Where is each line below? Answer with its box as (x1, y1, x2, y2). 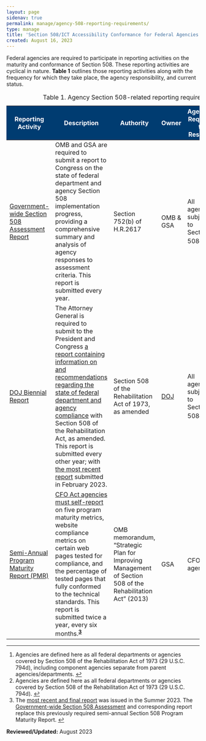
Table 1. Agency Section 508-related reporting (42, 93, 179, 101)
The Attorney (55, 304, 93, 312)
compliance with (55, 412, 103, 420)
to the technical (55, 590, 100, 598)
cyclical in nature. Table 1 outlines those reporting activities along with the (6, 67, 193, 74)
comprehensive (55, 225, 100, 233)
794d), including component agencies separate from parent (15, 664, 167, 672)
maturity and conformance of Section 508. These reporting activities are (6, 61, 189, 68)
